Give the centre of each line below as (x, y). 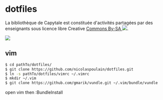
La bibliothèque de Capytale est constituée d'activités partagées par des (79, 23)
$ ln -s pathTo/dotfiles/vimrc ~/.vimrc (47, 74)
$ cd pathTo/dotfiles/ (28, 65)
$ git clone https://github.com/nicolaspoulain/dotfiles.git (69, 69)
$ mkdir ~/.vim (21, 78)
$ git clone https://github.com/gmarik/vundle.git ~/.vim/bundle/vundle (81, 83)
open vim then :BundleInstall (34, 93)
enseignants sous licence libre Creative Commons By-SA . (67, 29)
